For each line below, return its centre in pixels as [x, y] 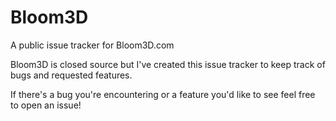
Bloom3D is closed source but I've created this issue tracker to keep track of [168, 64]
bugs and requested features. [71, 75]
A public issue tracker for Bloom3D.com [92, 45]
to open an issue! [46, 105]
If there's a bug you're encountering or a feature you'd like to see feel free [163, 94]
